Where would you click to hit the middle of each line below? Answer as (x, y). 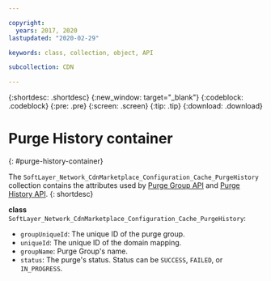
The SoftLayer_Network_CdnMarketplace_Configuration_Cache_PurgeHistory (133, 177)
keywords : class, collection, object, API (81, 53)
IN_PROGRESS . (41, 269)
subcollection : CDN (41, 67)
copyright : (27, 23)
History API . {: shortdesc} (51, 194)
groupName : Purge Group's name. (74, 251)
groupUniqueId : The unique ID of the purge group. (102, 234)
